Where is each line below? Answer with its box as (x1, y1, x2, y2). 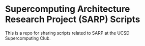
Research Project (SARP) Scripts (5, 14, 140, 25)
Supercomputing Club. (5, 35, 51, 41)
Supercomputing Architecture (5, 3, 130, 15)
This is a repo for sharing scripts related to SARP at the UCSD (5, 30, 130, 36)
